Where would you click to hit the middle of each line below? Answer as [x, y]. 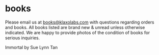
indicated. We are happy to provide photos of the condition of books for [78, 32]
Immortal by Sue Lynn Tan [31, 47]
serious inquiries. [23, 38]
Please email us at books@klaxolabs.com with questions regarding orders [80, 22]
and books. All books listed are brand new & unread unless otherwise [75, 27]
